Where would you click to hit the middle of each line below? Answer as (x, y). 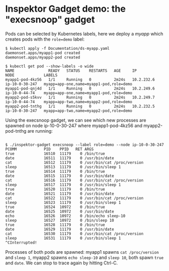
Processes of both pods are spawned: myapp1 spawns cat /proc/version (82, 252)
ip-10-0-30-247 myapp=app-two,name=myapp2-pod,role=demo (69, 111)
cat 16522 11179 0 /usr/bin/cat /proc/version (74, 198)
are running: (40, 131)
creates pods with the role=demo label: (45, 39)
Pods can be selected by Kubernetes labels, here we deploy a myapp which (84, 34)
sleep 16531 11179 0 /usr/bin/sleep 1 (63, 238)
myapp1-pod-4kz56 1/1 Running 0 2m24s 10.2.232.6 (80, 79)
